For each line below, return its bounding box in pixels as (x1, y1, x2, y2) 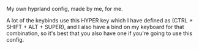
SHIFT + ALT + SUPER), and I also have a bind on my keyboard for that (6, 24, 185, 30)
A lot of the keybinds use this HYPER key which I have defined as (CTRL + (6, 17, 193, 24)
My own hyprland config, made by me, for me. (6, 5, 124, 12)
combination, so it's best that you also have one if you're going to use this (6, 30, 193, 37)
